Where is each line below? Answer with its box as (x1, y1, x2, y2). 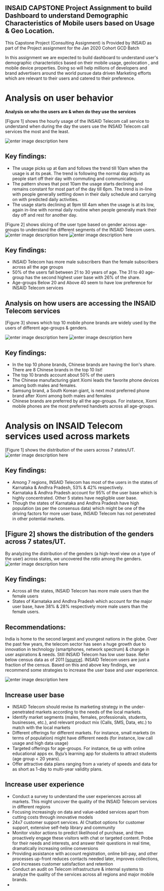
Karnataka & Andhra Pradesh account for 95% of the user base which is (12, 489, 157, 496)
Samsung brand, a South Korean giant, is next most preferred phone (12, 388, 150, 393)
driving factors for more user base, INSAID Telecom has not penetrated (12, 510, 156, 516)
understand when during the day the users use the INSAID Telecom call (5, 123, 149, 129)
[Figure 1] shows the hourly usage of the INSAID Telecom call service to (5, 118, 150, 124)
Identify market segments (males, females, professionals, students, (12, 714, 147, 720)
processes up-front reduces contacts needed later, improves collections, (12, 856, 159, 862)
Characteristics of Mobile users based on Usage (5, 19, 155, 27)
